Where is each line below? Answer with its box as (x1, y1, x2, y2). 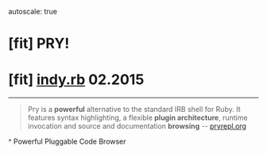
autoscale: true (8, 7, 58, 16)
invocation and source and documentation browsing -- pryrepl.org (27, 121, 246, 131)
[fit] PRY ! (8, 35, 70, 52)
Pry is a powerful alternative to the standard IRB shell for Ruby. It (27, 105, 241, 114)
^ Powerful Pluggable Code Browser (8, 137, 126, 146)
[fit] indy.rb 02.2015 (8, 71, 145, 89)
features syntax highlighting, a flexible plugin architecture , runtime (27, 113, 248, 122)
